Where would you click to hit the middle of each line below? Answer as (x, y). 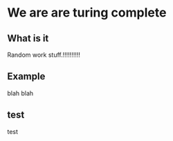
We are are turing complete (87, 13)
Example (26, 76)
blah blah (20, 93)
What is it (28, 38)
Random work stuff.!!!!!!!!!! (44, 55)
